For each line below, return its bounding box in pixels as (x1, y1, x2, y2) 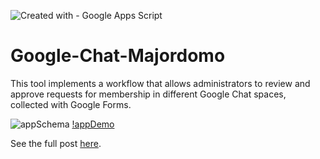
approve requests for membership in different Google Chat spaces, (10, 88, 287, 100)
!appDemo (71, 118, 115, 130)
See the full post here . (10, 137, 102, 149)
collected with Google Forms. (10, 98, 132, 110)
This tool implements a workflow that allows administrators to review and (10, 77, 311, 89)
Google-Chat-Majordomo (10, 45, 226, 67)
